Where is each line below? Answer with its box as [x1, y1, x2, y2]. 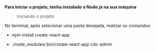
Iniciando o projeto [16, 13, 55, 19]
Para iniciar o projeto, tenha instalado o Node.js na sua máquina [4, 4, 137, 10]
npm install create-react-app [11, 32, 70, 38]
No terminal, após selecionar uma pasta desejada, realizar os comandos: [4, 23, 151, 28]
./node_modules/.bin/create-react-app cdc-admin [11, 41, 112, 47]
